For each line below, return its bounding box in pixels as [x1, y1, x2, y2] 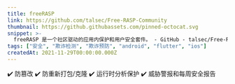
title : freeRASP [7, 10, 55, 17]
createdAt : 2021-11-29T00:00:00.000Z [7, 50, 117, 57]
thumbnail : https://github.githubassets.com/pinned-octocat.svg [7, 23, 199, 30]
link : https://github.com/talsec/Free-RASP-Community [7, 17, 168, 24]
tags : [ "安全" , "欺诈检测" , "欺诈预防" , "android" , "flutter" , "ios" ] [7, 43, 207, 50]
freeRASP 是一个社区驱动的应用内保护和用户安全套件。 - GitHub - [13, 36, 186, 43]
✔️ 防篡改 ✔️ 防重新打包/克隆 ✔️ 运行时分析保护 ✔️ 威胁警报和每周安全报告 [7, 69, 216, 78]
